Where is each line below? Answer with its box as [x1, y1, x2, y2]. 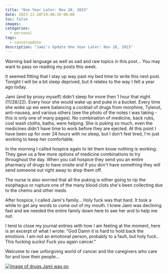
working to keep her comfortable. [5, 136, 74, 142]
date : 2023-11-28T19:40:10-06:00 [5, 12, 75, 17]
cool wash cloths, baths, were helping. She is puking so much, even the [5, 120, 153, 126]
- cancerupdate [9, 40, 41, 45]
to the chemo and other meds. [5, 187, 67, 193]
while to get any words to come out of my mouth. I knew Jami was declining [5, 202, 161, 208]
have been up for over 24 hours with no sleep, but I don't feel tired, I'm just [5, 130, 159, 136]
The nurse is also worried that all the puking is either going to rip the [5, 176, 146, 182]
